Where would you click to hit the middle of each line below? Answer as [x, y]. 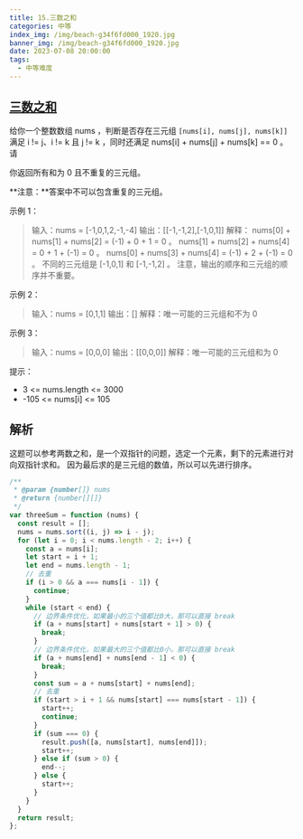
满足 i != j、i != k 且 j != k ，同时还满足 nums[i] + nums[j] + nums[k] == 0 [143, 142]
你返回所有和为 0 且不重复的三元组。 [78, 172]
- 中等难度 [35, 69]
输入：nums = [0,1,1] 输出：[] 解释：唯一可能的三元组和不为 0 [144, 314]
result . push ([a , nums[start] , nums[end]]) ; [124, 742]
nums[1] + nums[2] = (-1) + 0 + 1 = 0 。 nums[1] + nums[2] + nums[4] [161, 241]
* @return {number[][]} [58, 498]
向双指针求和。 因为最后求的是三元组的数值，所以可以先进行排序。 [133, 464]
